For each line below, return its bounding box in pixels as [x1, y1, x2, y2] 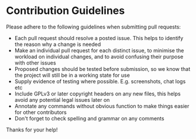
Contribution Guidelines [6, 4, 125, 17]
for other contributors [14, 109, 67, 116]
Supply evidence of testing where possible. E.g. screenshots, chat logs [14, 77, 186, 85]
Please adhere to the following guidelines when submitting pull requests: [6, 23, 181, 30]
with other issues [14, 59, 57, 66]
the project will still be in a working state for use [14, 72, 130, 79]
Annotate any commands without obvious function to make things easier [14, 102, 190, 109]
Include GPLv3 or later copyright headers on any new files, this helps [14, 90, 181, 97]
